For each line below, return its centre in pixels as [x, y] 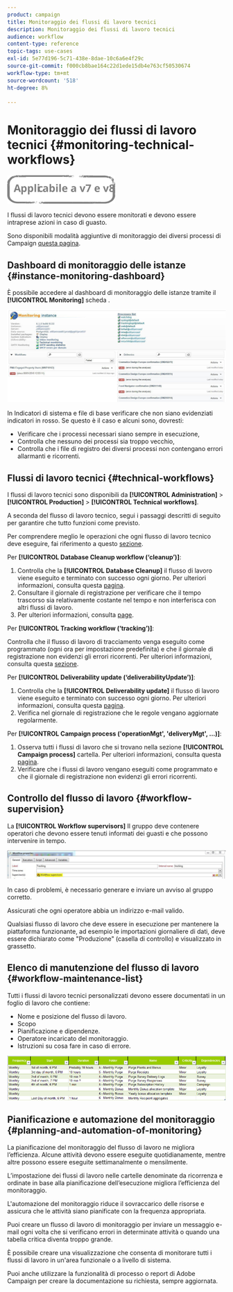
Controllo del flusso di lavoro [70, 798]
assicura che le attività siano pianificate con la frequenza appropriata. [107, 1211]
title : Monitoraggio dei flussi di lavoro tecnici [82, 22]
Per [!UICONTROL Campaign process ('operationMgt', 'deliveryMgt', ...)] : [114, 733]
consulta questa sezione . [43, 663]
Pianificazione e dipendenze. [59, 1031]
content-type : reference [43, 44]
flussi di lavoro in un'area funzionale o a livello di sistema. [89, 1260]
